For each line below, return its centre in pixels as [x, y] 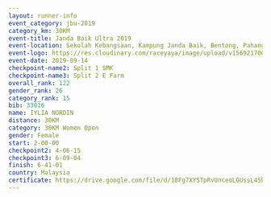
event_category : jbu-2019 [52, 23]
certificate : [30, 181]
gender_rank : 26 [35, 90]
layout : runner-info [43, 16]
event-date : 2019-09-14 [48, 61]
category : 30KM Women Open [54, 128]
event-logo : [28, 53]
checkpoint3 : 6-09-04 [45, 158]
